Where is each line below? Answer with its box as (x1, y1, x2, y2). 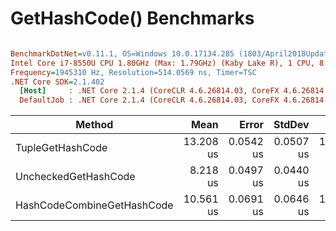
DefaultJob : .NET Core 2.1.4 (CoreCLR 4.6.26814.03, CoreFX (19, 95, 280, 106)
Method (75, 118, 114, 132)
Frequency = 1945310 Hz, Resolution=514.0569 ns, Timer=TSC (10, 67, 257, 77)
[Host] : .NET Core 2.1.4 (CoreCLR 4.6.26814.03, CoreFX (19, 86, 280, 96)
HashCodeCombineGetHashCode (15, 198, 174, 212)
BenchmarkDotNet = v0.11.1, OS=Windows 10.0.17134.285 (10, 48, 235, 59)
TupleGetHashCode (15, 141, 108, 155)
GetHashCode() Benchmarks (10, 7, 255, 30)
